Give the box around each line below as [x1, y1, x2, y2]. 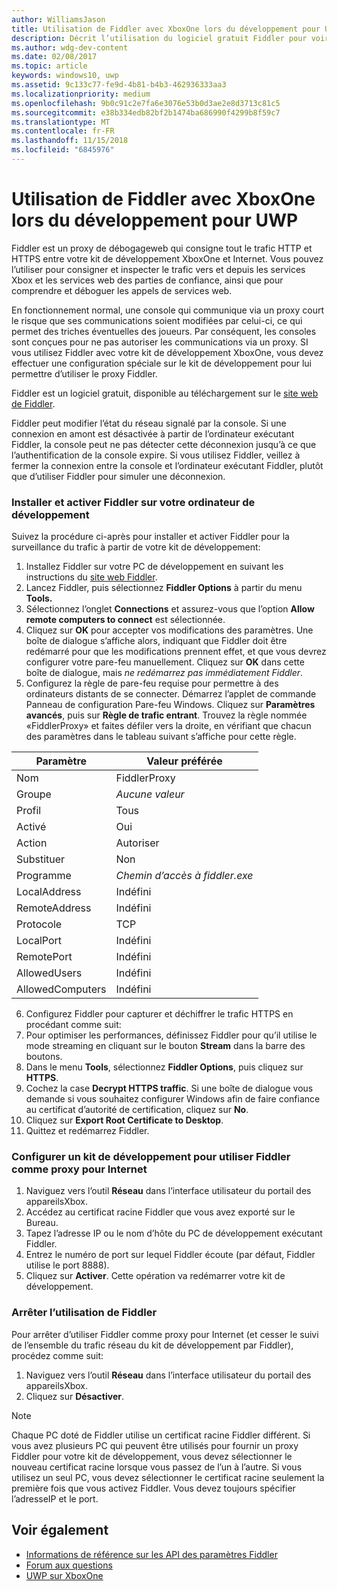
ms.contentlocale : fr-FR [11, 126, 115, 136]
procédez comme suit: [11, 1349, 104, 1361]
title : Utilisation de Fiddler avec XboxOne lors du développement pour [11, 24, 321, 34]
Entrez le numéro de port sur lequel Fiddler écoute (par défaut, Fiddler [25, 1249, 316, 1261]
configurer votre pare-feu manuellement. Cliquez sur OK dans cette [25, 656, 305, 668]
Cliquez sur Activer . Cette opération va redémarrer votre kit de [25, 1270, 286, 1282]
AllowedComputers [16, 982, 107, 996]
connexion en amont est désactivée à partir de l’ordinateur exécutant [11, 427, 295, 440]
